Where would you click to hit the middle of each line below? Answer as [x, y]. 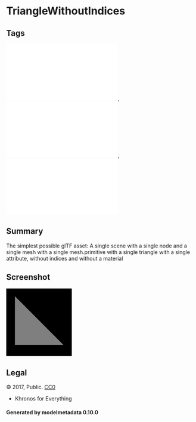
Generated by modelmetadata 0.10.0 [52, 412]
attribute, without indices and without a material [65, 258]
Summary [25, 231]
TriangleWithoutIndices [66, 11]
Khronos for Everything [43, 399]
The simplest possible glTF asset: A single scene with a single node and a [97, 246]
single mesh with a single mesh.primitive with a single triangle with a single [98, 252]
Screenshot [28, 277]
